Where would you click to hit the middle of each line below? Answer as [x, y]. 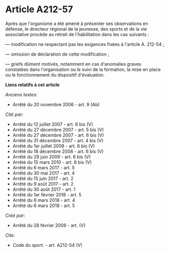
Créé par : [15, 215]
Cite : [10, 235]
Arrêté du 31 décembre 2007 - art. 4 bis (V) [58, 140]
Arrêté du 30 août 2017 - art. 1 [44, 189]
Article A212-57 [39, 9]
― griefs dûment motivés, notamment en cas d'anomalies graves [73, 64]
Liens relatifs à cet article [32, 85]
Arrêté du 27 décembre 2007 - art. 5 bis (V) [58, 130]
